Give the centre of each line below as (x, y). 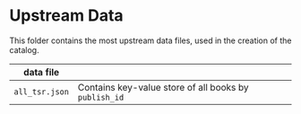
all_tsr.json (42, 92)
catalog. (24, 49)
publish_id (101, 97)
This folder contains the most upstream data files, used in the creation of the (151, 40)
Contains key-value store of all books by (163, 87)
